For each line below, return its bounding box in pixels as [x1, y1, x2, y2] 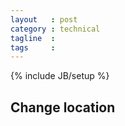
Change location [10, 99, 116, 116]
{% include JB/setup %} [10, 70, 110, 82]
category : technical [10, 24, 101, 34]
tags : [10, 42, 56, 53]
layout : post [10, 14, 78, 25]
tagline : [10, 33, 56, 43]
